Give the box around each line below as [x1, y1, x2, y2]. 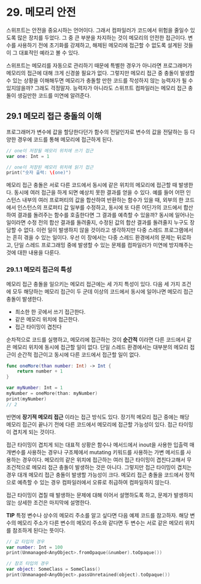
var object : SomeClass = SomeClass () [6, 566, 101, 573]
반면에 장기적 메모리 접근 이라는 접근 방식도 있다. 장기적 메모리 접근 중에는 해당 [6, 413, 190, 421]
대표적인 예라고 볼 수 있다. [19, 49, 80, 56]
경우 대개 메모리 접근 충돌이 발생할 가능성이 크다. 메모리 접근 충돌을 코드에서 [6, 471, 184, 478]
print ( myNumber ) [6, 396, 47, 402]
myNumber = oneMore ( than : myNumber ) [6, 391, 98, 397]
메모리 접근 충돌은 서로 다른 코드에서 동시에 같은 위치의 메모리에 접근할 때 [6, 181, 178, 189]
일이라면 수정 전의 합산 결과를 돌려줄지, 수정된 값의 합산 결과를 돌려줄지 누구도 [6, 219, 189, 226]
